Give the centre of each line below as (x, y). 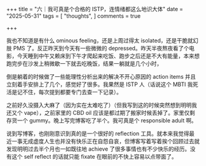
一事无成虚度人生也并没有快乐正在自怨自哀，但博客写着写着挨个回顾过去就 (105, 141)
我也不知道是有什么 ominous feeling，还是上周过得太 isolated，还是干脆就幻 (102, 41)
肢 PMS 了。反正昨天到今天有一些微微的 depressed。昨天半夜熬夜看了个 (98, 48)
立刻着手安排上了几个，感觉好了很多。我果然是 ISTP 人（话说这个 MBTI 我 (100, 84)
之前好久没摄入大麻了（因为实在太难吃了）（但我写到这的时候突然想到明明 (99, 105)
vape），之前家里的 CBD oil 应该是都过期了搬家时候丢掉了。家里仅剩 (109, 113)
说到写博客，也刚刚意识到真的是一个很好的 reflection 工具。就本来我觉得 (98, 133)
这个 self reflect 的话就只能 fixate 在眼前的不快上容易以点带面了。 (94, 156)
